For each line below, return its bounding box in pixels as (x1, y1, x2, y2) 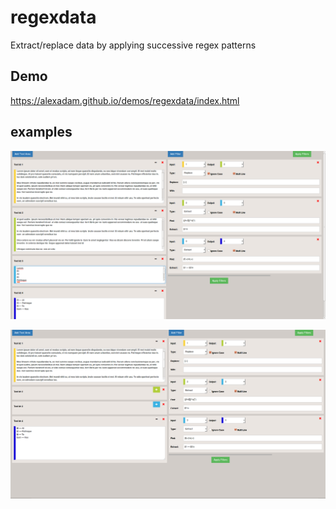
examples (10, 124, 73, 141)
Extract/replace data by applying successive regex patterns (10, 39, 257, 51)
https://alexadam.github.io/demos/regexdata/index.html (10, 94, 240, 106)
